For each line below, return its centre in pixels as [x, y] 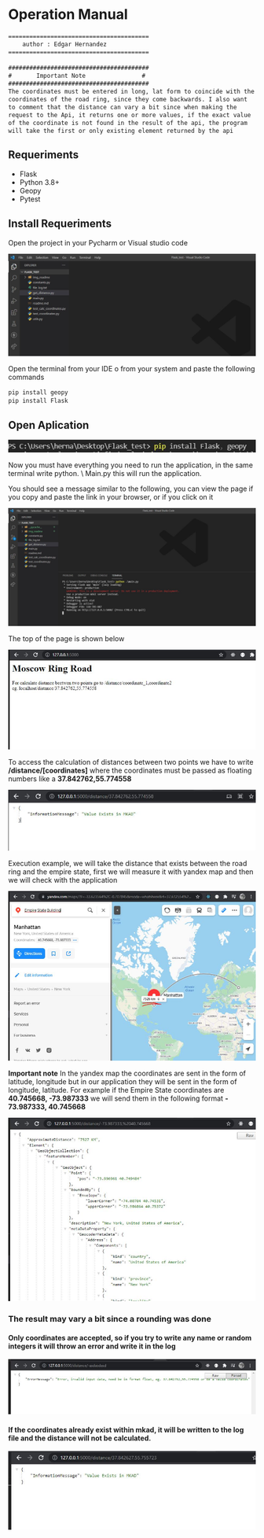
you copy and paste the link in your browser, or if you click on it [111, 497]
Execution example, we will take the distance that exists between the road [128, 864]
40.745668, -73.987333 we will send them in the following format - [118, 1098]
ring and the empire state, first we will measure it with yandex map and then [131, 872]
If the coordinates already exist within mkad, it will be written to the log [126, 1429]
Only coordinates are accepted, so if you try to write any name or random [130, 1337]
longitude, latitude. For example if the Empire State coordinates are [116, 1090]
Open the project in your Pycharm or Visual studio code [98, 242]
